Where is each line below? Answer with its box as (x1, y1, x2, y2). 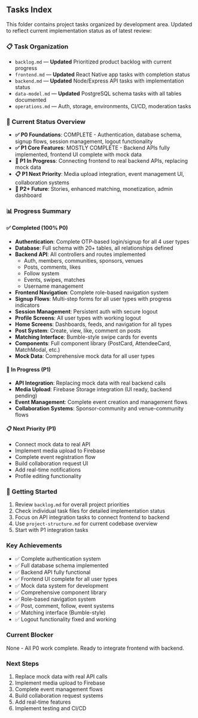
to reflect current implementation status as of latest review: (6, 27, 152, 34)
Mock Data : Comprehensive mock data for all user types (14, 352, 155, 360)
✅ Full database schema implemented (14, 562, 109, 569)
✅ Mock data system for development (14, 582, 109, 589)
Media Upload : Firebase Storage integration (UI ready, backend (14, 385, 172, 393)
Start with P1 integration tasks (14, 527, 89, 534)
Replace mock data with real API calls (14, 673, 108, 680)
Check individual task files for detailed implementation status (14, 507, 166, 515)
